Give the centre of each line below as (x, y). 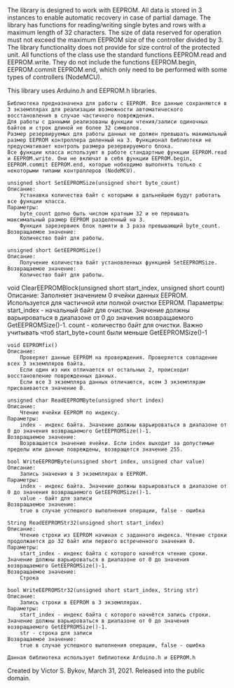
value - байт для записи (56, 498)
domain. (19, 678)
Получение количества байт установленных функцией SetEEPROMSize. (119, 262)
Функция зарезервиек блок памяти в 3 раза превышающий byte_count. (120, 226)
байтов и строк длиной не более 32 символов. (75, 128)
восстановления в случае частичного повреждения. (81, 115)
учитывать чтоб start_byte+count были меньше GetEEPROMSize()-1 (108, 332)
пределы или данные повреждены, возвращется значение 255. (95, 449)
